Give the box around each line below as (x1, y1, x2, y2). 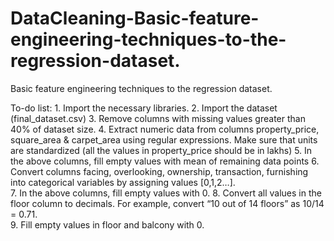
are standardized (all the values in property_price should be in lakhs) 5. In (10, 144, 313, 156)
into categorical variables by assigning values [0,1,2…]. (10, 176, 236, 188)
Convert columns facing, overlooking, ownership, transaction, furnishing (10, 165, 309, 177)
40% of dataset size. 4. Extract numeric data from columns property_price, (10, 123, 320, 135)
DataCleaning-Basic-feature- (10, 7, 260, 30)
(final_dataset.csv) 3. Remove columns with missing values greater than (10, 112, 306, 124)
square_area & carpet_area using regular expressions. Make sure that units (10, 133, 318, 146)
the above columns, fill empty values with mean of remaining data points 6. (10, 155, 320, 167)
